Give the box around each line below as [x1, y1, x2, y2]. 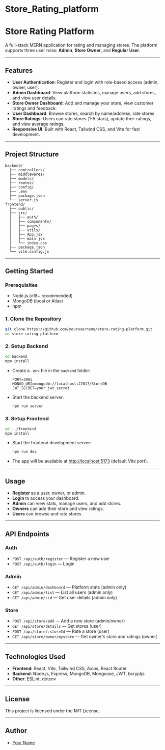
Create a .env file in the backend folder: [12, 367, 91, 374]
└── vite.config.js [9, 249, 50, 254]
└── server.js [9, 197, 38, 202]
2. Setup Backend [5, 343, 48, 349]
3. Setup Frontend [5, 415, 49, 422]
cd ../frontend [5, 426, 36, 431]
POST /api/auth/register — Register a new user [12, 556, 110, 562]
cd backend [5, 354, 27, 359]
